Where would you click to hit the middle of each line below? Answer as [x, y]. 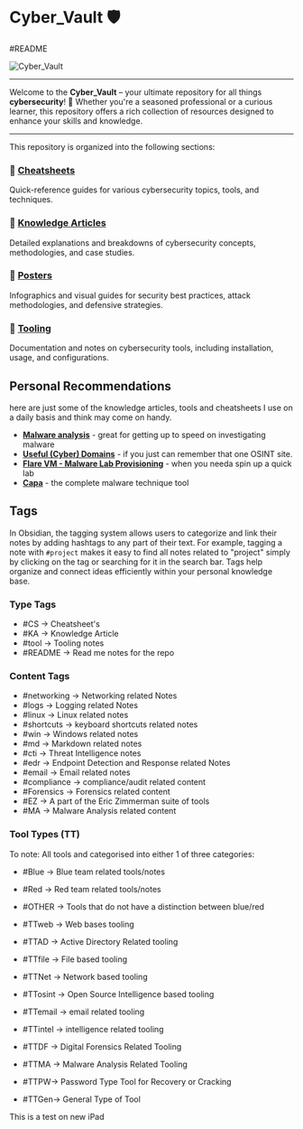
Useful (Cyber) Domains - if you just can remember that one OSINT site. [157, 453]
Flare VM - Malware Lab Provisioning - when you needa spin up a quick [157, 463]
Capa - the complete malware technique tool [106, 482]
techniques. [31, 200]
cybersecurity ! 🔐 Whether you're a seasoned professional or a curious [141, 101]
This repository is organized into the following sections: [112, 146]
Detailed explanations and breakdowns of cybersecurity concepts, [133, 243]
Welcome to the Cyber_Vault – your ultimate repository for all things [136, 92]
